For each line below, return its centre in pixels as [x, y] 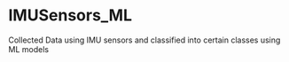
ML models [29, 49]
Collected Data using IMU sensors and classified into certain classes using [144, 40]
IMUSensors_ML [70, 15]
